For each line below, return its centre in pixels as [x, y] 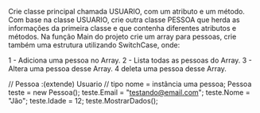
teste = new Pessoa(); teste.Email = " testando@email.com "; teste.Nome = [129, 92]
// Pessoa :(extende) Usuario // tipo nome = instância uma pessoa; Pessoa [130, 84]
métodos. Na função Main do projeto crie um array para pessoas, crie [122, 36]
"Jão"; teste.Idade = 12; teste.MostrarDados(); [83, 101]
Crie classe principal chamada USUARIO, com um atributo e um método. [126, 11]
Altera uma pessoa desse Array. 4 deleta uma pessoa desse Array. [117, 69]
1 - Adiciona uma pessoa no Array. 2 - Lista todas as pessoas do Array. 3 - [130, 60]
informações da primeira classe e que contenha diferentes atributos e [122, 28]
